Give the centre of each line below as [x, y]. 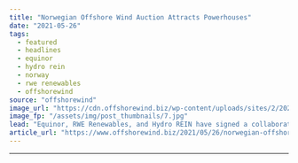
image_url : [29, 108]
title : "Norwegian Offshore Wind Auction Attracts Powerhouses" [130, 17]
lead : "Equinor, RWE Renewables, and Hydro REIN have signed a [129, 125]
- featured [37, 42]
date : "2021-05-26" [45, 26]
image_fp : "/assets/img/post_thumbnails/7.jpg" [99, 116]
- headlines [39, 50]
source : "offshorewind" [53, 100]
